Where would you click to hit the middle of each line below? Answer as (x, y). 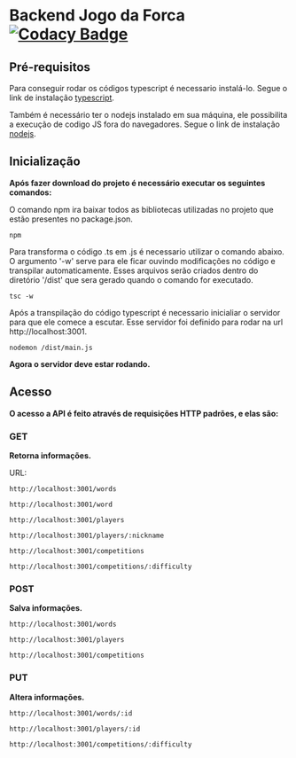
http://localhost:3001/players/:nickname (87, 535)
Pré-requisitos (50, 67)
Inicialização (45, 162)
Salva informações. (46, 608)
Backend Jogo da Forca (97, 16)
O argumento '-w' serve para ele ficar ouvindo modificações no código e (143, 261)
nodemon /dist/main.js (51, 348)
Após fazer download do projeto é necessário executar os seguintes (137, 183)
